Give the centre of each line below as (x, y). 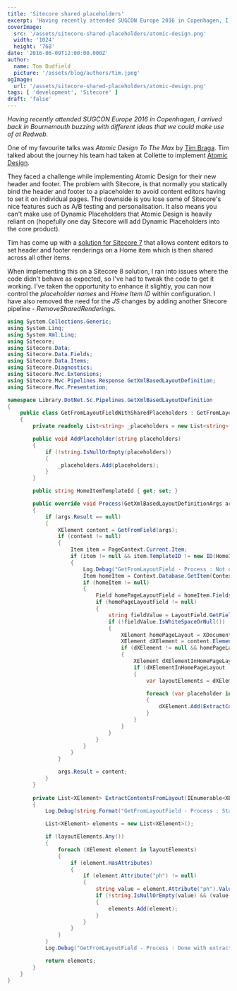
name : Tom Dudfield (42, 66)
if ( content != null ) (89, 537)
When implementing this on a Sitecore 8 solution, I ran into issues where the (118, 271)
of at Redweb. (28, 134)
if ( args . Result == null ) (83, 517)
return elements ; (71, 961)
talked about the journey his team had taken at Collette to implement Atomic (117, 155)
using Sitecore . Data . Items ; (49, 361)
